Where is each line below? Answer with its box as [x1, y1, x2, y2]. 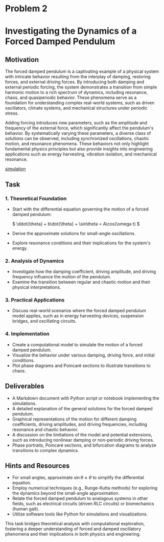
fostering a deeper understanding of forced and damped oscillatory [5, 526, 141, 532]
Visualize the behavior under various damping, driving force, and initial [12, 352, 155, 358]
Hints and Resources [5, 461, 70, 470]
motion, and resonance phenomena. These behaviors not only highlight [5, 141, 149, 147]
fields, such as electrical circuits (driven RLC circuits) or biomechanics [12, 501, 154, 507]
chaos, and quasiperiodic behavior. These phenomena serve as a [5, 94, 137, 101]
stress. [5, 110, 19, 116]
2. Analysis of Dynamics [5, 257, 65, 264]
